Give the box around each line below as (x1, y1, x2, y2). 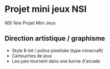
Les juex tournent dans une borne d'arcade (11, 58, 101, 64)
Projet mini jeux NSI (4, 3, 87, 15)
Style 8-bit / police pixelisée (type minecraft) (11, 47, 104, 53)
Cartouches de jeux (11, 53, 53, 59)
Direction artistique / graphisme (4, 34, 105, 43)
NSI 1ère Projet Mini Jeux (4, 20, 56, 26)
